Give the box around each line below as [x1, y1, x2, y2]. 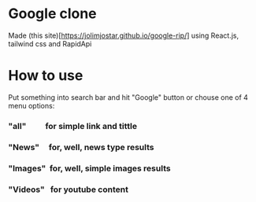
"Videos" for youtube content [8, 184, 128, 195]
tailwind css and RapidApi [8, 39, 92, 48]
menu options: [8, 101, 55, 110]
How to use [8, 67, 83, 85]
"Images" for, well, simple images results [8, 163, 171, 174]
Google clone [8, 5, 97, 23]
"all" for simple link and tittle [8, 120, 138, 131]
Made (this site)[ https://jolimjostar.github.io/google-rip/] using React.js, [8, 31, 239, 40]
